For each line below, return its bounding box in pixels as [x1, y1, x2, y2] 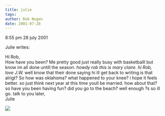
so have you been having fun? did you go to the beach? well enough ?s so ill [5, 85, 161, 92]
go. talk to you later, [5, 91, 45, 97]
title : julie [5, 7, 32, 12]
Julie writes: [5, 44, 30, 50]
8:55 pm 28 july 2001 [5, 35, 48, 41]
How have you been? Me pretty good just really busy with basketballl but [5, 59, 153, 65]
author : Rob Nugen [5, 16, 43, 21]
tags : [5, 12, 16, 17]
